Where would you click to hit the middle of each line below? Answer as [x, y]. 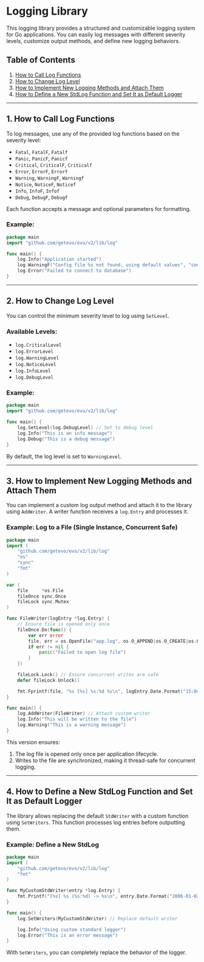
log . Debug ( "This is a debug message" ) [66, 439]
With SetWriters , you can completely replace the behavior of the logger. [97, 952]
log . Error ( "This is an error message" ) [68, 935]
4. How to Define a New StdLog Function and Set [100, 792]
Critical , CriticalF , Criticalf [53, 165]
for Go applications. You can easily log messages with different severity [96, 34]
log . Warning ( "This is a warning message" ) [72, 725]
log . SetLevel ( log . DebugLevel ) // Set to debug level [85, 428]
